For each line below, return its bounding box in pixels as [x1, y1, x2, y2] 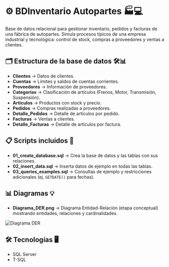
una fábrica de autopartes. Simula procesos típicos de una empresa [5, 31, 146, 37]
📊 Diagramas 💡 [5, 189, 54, 197]
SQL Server [12, 251, 37, 257]
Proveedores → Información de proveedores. [12, 83, 107, 90]
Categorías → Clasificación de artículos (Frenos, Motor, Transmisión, [12, 89, 156, 95]
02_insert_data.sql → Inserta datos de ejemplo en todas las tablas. [12, 163, 153, 169]
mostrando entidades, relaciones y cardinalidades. [12, 210, 118, 217]
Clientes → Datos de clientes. [12, 73, 75, 79]
